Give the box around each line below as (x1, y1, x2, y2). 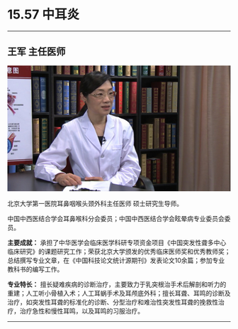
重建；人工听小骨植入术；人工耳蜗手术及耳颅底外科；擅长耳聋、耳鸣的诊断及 (7, 289, 231, 298)
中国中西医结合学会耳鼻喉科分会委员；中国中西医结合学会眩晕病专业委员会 (7, 215, 225, 223)
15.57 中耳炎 (7, 6, 80, 23)
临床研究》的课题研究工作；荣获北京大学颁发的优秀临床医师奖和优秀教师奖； (7, 247, 231, 256)
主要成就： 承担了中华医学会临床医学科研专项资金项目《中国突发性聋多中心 (7, 239, 227, 247)
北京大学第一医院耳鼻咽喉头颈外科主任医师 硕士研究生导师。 (7, 200, 183, 208)
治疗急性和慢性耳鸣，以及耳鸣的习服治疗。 (19, 307, 144, 315)
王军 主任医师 (7, 45, 66, 58)
